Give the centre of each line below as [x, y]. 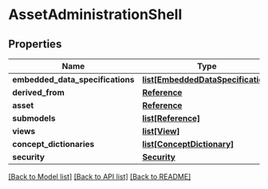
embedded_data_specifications [73, 79]
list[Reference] [171, 118]
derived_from [39, 93]
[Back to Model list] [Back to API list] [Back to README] [100, 177]
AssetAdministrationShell [95, 15]
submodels [34, 118]
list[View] [161, 131]
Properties [35, 44]
